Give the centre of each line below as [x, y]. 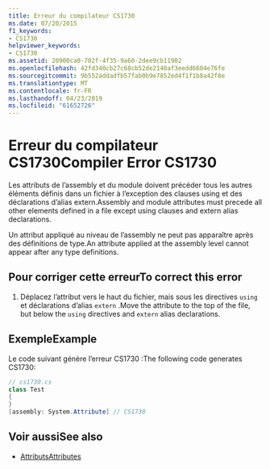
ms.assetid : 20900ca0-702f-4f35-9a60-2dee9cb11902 [95, 61]
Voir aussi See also [56, 437]
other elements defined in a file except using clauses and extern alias [123, 211]
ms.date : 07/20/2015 [43, 23]
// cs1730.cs [30, 382]
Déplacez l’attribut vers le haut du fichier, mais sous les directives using [139, 297]
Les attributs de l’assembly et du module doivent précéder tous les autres [130, 185]
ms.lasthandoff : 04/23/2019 [56, 98]
